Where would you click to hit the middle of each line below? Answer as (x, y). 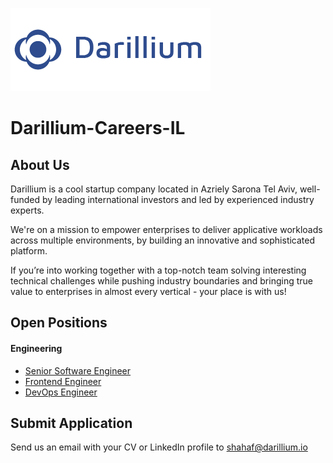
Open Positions (59, 323)
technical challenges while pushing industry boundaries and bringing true (161, 281)
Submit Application (71, 423)
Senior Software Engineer (78, 370)
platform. (29, 251)
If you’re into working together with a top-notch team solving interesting (158, 270)
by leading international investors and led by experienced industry (178, 199)
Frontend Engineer (63, 381)
